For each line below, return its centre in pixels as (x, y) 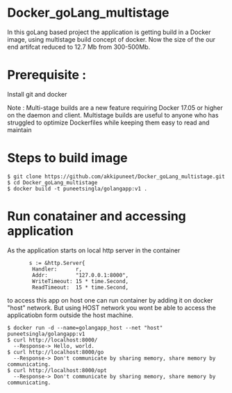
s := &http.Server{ (57, 263)
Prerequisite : (47, 75)
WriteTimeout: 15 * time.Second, (81, 281)
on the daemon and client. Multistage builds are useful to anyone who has (113, 115)
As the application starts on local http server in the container (94, 250)
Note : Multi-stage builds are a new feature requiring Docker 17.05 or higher (115, 107)
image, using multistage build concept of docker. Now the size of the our (111, 39)
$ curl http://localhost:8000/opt (57, 370)
